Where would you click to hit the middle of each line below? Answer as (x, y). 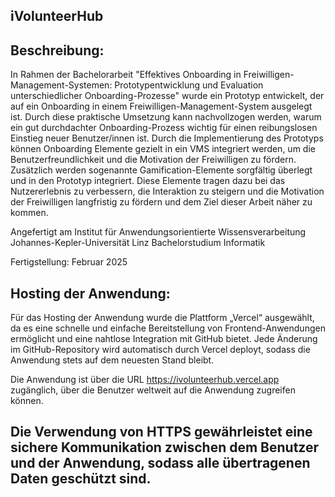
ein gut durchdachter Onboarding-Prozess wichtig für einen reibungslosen (164, 128)
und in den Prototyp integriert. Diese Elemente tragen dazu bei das (148, 181)
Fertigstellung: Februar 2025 (69, 262)
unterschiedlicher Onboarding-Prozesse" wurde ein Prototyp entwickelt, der (167, 96)
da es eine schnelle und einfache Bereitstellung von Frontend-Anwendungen (168, 328)
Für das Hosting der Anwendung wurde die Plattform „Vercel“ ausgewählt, (162, 318)
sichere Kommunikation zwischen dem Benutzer (165, 447)
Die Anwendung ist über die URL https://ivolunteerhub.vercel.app (145, 380)
